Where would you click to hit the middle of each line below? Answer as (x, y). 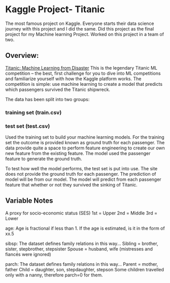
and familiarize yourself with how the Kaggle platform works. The (73, 78)
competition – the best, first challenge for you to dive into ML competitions (83, 73)
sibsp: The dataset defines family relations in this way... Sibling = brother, (82, 243)
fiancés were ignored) (28, 254)
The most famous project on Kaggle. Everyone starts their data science (80, 23)
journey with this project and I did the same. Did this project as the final (80, 28)
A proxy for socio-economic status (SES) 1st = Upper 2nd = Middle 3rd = (81, 213)
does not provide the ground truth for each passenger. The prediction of (81, 174)
